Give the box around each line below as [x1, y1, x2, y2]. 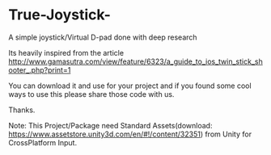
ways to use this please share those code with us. [8, 89, 175, 98]
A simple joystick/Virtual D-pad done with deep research [8, 32, 197, 42]
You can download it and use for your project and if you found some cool [8, 81, 252, 90]
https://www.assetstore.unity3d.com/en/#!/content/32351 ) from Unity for [8, 129, 252, 139]
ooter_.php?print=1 [8, 65, 71, 74]
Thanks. [8, 105, 36, 115]
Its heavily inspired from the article [8, 48, 124, 57]
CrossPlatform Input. [8, 137, 78, 147]
